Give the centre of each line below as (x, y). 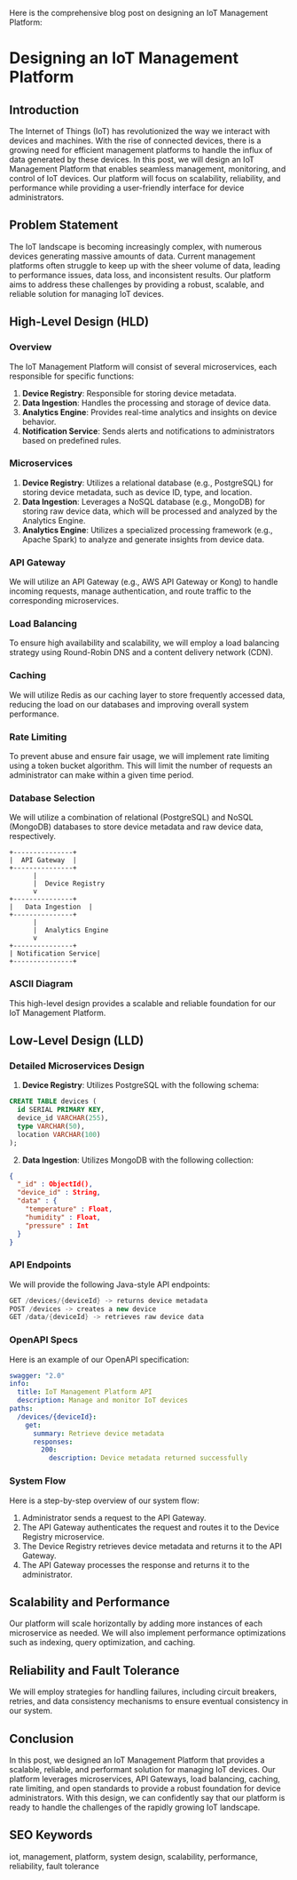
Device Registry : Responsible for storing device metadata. (129, 393)
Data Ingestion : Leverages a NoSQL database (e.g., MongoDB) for (144, 501)
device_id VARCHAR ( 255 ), (63, 1118)
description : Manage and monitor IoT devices (103, 1400)
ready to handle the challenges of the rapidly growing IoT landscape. (135, 1807)
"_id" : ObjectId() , (55, 1184)
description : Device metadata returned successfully (148, 1458)
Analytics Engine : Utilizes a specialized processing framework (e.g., (147, 530)
